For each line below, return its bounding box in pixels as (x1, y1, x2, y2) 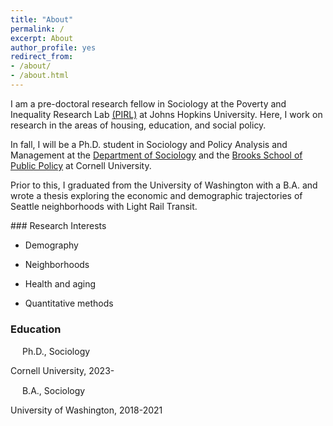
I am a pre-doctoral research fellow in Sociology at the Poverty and (10, 97, 287, 110)
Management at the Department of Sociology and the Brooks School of (10, 149, 303, 161)
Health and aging (24, 277, 97, 290)
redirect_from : (10, 52, 74, 62)
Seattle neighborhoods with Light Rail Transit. (10, 200, 198, 212)
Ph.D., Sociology (21, 346, 91, 358)
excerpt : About (10, 33, 74, 43)
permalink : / (10, 24, 65, 34)
